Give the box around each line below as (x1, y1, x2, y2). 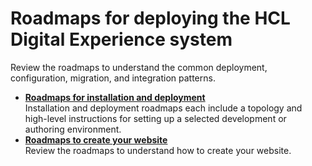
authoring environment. (24, 123, 122, 135)
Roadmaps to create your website (24, 133, 168, 146)
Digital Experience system (10, 28, 233, 51)
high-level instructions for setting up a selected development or (24, 112, 287, 124)
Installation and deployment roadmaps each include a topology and (24, 102, 303, 114)
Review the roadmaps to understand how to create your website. (24, 144, 292, 156)
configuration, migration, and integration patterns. (10, 72, 216, 84)
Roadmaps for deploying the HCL (10, 7, 291, 30)
